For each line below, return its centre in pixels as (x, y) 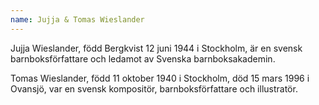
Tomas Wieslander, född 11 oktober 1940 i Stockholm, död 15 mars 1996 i (160, 78)
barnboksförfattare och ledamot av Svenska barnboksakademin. (143, 58)
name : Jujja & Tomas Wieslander (77, 19)
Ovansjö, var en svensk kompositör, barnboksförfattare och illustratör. (154, 88)
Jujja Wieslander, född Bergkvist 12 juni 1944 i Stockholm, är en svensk (156, 48)
